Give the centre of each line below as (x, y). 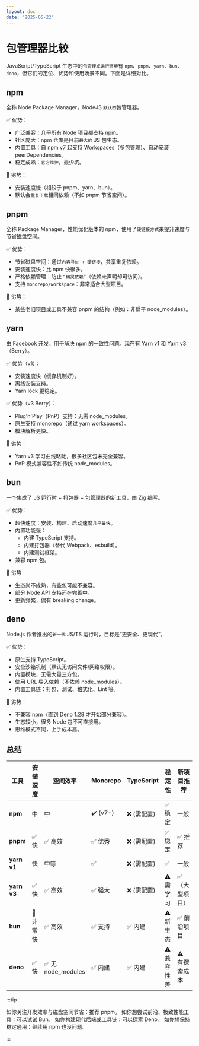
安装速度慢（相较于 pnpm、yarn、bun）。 (65, 188)
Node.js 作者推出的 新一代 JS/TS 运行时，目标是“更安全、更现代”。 (86, 634)
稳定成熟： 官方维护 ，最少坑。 (49, 162)
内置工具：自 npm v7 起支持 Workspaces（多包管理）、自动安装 (92, 148)
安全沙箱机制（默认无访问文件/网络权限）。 (66, 667)
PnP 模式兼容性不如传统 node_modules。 (65, 463)
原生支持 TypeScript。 (42, 659)
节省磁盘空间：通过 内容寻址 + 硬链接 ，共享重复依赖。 (78, 262)
